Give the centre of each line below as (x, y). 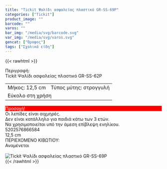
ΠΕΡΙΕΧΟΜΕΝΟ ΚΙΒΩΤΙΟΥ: (32, 140)
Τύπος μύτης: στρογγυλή (80, 87)
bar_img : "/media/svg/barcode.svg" (42, 33)
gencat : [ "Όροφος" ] (25, 42)
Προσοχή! (15, 108)
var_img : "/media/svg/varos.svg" (40, 38)
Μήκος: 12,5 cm (27, 87)
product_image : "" (24, 19)
